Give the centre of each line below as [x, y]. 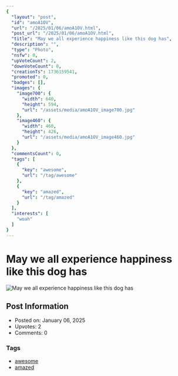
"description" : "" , [35, 45]
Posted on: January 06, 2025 [50, 320]
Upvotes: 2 [28, 327]
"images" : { [26, 88]
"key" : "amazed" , [43, 192]
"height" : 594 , [40, 104]
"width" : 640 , [39, 99]
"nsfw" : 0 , [25, 55]
